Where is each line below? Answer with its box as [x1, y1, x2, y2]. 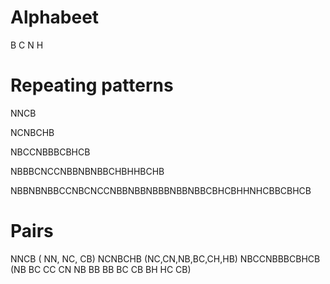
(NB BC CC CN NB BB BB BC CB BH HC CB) [10, 263, 192, 275]
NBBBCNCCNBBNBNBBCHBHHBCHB [10, 165, 165, 177]
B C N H [10, 39, 44, 51]
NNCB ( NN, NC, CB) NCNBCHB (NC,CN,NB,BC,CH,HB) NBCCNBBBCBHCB [10, 252, 321, 265]
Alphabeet [10, 6, 100, 29]
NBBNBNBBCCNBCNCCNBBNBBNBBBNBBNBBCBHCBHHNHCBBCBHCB [10, 184, 312, 196]
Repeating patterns [10, 74, 174, 97]
